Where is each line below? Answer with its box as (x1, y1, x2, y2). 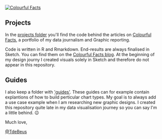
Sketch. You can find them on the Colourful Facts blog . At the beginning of (5, 51, 155, 57)
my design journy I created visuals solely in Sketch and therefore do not (5, 57, 149, 62)
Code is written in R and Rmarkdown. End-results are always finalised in (5, 46, 150, 52)
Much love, (5, 119, 28, 125)
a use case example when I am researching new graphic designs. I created (5, 99, 156, 105)
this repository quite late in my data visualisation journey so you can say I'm (5, 104, 157, 110)
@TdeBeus (5, 128, 27, 134)
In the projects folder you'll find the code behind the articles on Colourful (5, 32, 152, 38)
